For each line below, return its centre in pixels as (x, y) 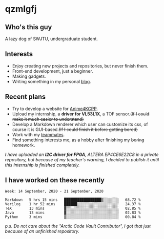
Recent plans (25, 97)
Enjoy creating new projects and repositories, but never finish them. (80, 66)
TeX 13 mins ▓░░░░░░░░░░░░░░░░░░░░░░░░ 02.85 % (73, 209)
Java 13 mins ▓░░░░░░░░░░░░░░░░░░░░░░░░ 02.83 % (73, 213)
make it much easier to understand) (48, 119)
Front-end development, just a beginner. (53, 71)
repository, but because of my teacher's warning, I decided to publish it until (82, 159)
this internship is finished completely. (42, 165)
